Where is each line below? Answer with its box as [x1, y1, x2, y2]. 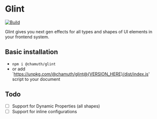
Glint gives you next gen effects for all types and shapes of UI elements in [5, 29, 153, 34]
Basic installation [5, 48, 58, 56]
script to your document [12, 76, 61, 82]
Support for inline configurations [12, 108, 78, 114]
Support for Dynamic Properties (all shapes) [12, 103, 100, 109]
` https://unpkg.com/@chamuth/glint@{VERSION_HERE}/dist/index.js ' [12, 71, 150, 77]
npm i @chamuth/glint [12, 61, 56, 66]
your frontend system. [5, 34, 49, 40]
